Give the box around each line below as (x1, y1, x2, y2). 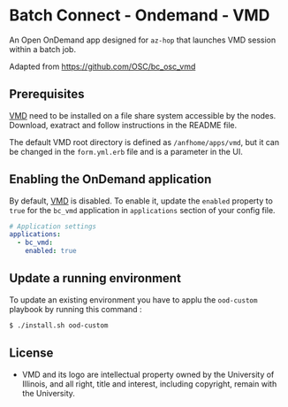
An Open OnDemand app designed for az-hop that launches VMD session (9, 35, 277, 45)
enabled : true (25, 247, 77, 256)
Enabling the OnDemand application (9, 172, 212, 187)
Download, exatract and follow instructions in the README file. (9, 119, 238, 130)
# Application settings (9, 222, 97, 231)
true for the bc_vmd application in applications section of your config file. (9, 204, 276, 215)
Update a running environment (9, 271, 181, 286)
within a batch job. (9, 43, 77, 54)
